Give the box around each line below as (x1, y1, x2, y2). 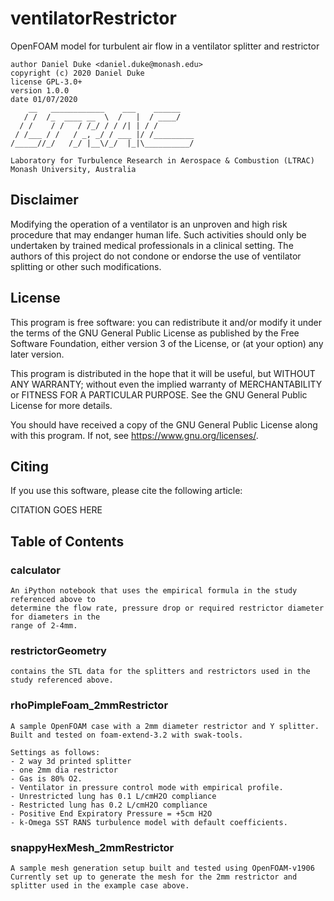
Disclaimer (10, 192, 79, 209)
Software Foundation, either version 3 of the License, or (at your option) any (10, 337, 324, 349)
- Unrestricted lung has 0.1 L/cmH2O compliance (10, 791, 217, 801)
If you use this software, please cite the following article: (10, 485, 243, 497)
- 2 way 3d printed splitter (10, 756, 132, 766)
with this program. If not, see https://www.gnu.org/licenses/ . (10, 429, 259, 441)
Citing (10, 458, 49, 475)
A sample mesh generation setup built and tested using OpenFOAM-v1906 (10, 863, 315, 873)
